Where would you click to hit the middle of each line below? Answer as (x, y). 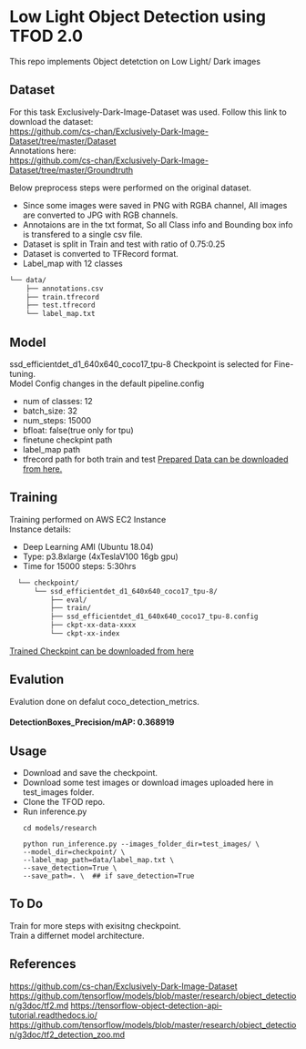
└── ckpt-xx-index (85, 634)
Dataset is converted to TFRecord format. (101, 253)
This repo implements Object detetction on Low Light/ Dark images (135, 61)
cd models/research (60, 829)
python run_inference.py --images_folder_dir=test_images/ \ (141, 844)
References (43, 964)
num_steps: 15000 (57, 420)
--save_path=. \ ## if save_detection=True (108, 876)
